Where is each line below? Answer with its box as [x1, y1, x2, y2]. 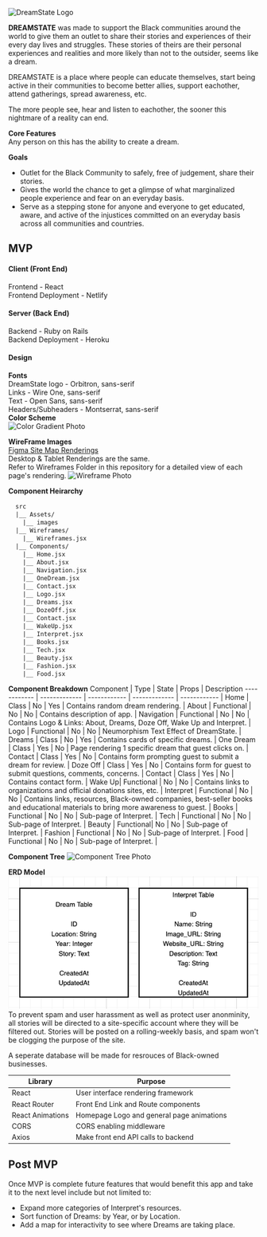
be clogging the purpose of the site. [8, 1035, 126, 1044]
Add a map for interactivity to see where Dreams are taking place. [19, 1219, 236, 1229]
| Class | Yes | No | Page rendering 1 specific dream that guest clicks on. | [8, 744, 249, 752]
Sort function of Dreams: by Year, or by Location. [19, 1211, 180, 1221]
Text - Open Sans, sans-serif [8, 396, 103, 406]
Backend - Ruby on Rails [8, 326, 89, 336]
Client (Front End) [8, 264, 68, 273]
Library [28, 1077, 53, 1086]
